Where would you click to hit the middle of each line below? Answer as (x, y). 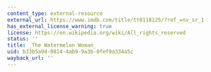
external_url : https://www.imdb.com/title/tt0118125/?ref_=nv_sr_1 (106, 20)
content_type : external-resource (55, 13)
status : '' (23, 39)
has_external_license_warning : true (59, 26)
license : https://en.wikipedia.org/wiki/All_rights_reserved (97, 33)
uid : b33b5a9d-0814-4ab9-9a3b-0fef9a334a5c (70, 52)
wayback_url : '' (30, 58)
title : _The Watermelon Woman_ (52, 45)
